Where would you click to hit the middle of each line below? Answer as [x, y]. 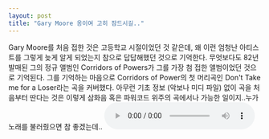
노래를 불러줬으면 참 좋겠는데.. [55, 126]
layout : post [30, 16]
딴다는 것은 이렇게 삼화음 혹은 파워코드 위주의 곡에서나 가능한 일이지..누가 [144, 97]
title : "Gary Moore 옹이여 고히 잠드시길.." [76, 23]
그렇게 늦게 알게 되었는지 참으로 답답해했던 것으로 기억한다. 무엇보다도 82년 [141, 57]
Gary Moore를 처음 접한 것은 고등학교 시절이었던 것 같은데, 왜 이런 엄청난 [123, 47]
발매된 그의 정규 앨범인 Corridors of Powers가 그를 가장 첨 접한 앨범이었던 [125, 67]
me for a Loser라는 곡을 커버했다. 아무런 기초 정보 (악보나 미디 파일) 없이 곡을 [130, 87]
